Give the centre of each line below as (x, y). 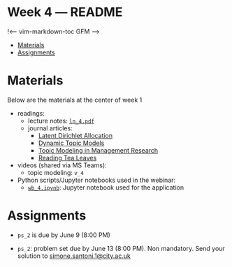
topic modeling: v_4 (56, 172)
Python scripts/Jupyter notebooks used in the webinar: (96, 180)
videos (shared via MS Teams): (62, 165)
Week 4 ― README (65, 12)
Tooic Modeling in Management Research (98, 150)
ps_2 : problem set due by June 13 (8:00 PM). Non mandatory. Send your (121, 248)
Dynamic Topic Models (71, 143)
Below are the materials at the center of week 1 (75, 100)
